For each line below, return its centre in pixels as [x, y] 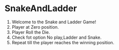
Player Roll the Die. [31, 32]
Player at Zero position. [35, 27]
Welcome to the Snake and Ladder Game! [54, 22]
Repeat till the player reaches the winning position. [63, 42]
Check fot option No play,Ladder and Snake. [57, 37]
